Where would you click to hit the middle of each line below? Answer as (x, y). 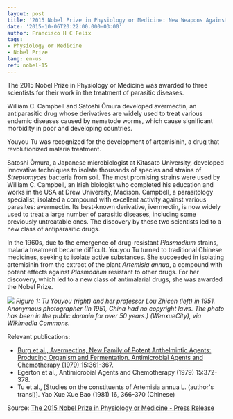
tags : (15, 40)
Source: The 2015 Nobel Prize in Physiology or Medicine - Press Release (111, 408)
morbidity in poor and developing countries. (70, 128)
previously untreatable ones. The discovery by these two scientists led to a (114, 221)
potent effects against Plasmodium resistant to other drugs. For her (103, 272)
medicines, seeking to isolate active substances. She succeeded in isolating (115, 257)
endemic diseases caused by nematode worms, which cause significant (110, 121)
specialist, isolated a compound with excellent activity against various (107, 199)
